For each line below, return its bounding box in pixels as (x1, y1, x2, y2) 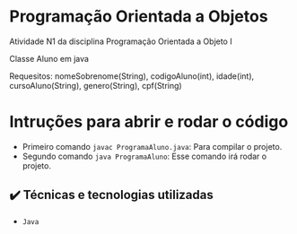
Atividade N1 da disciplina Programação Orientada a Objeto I (9, 36, 232, 47)
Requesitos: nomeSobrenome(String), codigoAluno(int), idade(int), (9, 70, 255, 82)
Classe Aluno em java (9, 53, 90, 64)
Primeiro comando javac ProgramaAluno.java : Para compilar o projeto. (22, 141, 283, 152)
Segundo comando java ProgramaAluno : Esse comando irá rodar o (22, 151, 267, 161)
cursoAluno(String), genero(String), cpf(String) (9, 80, 182, 91)
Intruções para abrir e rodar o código (9, 112, 289, 132)
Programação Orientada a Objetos (9, 6, 268, 27)
